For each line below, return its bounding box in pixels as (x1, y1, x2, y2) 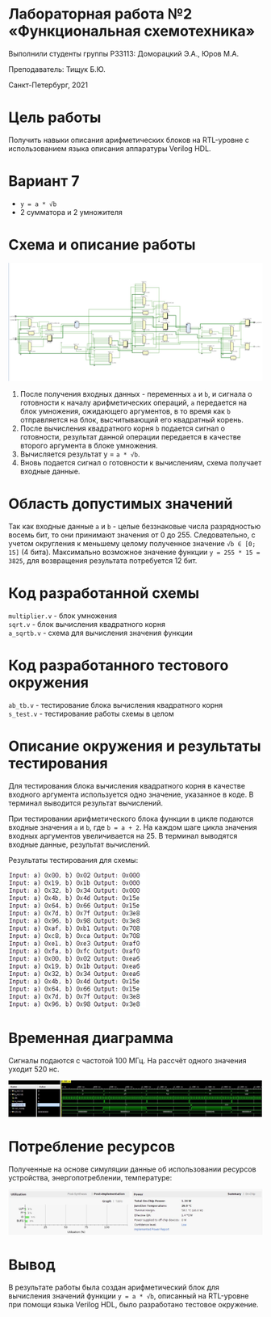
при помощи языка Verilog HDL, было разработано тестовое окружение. (8, 1299, 260, 1309)
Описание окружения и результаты (8, 737, 261, 755)
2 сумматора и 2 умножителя (19, 207, 123, 217)
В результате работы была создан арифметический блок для (8, 1282, 220, 1292)
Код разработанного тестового (8, 656, 229, 675)
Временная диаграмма (8, 1029, 174, 1047)
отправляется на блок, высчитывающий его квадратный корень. (19, 415, 244, 425)
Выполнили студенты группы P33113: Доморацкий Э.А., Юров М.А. (8, 48, 240, 58)
